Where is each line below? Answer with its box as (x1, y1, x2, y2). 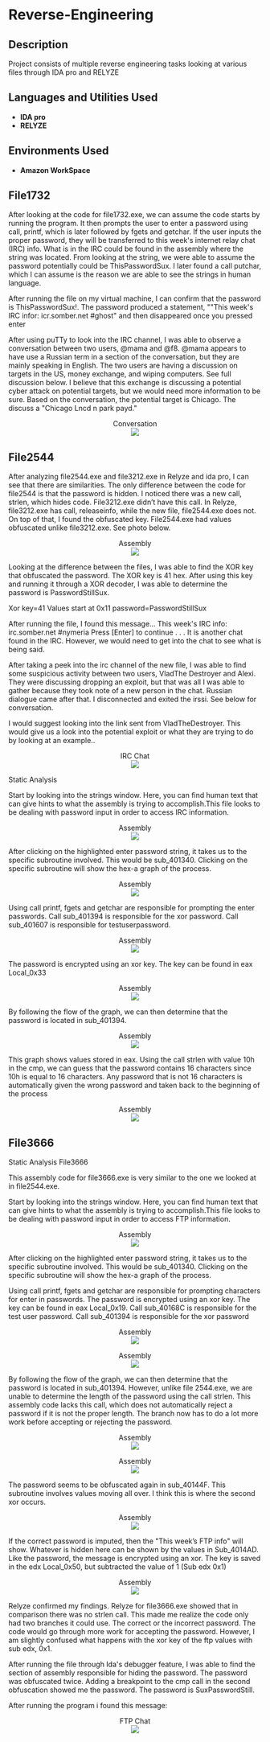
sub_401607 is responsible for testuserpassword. (8, 920, 171, 930)
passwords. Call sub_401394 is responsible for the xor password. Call (8, 911, 239, 922)
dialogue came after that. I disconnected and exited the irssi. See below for (8, 694, 257, 705)
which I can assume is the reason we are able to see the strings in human (8, 269, 252, 279)
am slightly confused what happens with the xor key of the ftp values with (8, 1635, 253, 1645)
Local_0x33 (8, 968, 47, 978)
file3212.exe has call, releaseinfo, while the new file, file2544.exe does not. (8, 506, 257, 516)
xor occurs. (8, 1498, 47, 1507)
